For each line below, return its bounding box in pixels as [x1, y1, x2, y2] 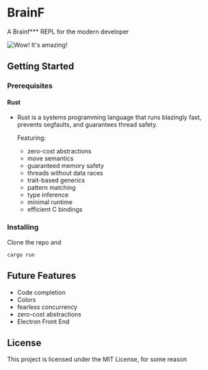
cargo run [7, 251, 36, 258]
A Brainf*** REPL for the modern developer [7, 27, 129, 36]
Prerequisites [7, 81, 53, 90]
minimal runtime [27, 198, 73, 206]
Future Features [7, 270, 77, 282]
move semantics [27, 154, 74, 162]
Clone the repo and [7, 238, 62, 246]
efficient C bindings [27, 206, 83, 214]
